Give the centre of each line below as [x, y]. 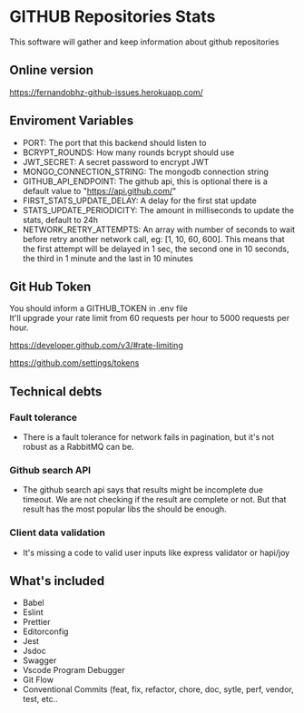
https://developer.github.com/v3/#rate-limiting [96, 346]
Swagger [39, 660]
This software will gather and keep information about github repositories [144, 42]
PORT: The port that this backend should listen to [114, 142]
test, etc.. [40, 699]
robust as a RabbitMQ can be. [78, 447]
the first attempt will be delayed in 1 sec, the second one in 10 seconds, [156, 249]
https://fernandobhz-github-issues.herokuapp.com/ [107, 92]
